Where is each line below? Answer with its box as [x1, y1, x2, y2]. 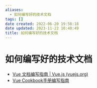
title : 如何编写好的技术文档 [5, 30, 58, 35]
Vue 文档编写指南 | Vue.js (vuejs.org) [12, 71, 89, 77]
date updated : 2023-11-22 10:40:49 [5, 26, 79, 31]
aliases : [5, 7, 23, 12]
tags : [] [5, 16, 23, 21]
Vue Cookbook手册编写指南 [12, 77, 70, 83]
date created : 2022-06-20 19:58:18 [5, 21, 79, 26]
